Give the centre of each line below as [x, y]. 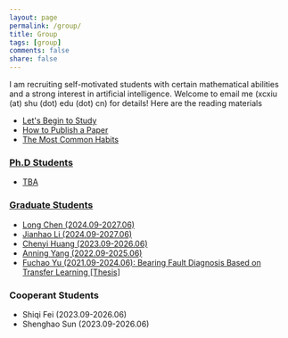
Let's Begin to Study [59, 120]
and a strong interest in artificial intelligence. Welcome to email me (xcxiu [144, 94]
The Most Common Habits [70, 140]
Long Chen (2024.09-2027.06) [78, 225]
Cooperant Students [54, 295]
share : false [33, 59]
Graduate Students [51, 205]
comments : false [39, 51]
